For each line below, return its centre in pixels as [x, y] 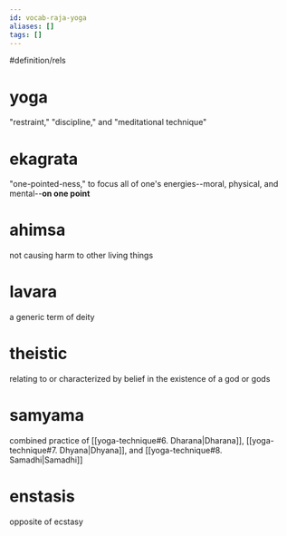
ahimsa [38, 230]
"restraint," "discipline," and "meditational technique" [108, 122]
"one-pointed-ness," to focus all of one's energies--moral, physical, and [144, 184]
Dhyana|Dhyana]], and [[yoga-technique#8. [141, 450]
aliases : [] [32, 26]
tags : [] [26, 34]
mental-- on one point [50, 194]
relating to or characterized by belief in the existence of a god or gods [140, 379]
